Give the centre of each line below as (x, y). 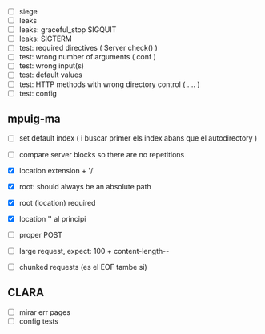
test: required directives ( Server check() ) (88, 48)
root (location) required (57, 202)
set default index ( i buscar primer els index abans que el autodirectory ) (138, 138)
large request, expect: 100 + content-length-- (94, 250)
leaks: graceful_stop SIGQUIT (68, 30)
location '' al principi (52, 218)
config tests (39, 321)
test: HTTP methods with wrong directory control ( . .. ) (110, 84)
